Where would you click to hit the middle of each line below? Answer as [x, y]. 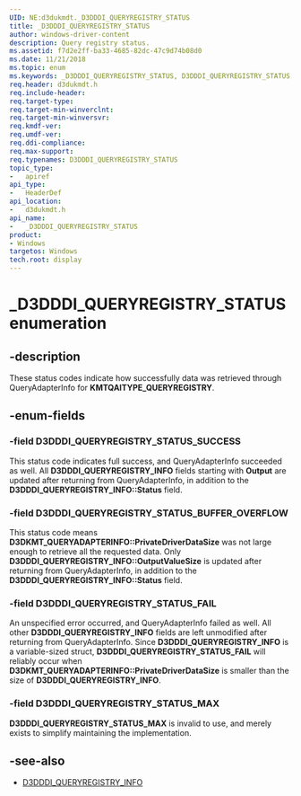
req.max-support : [42, 151]
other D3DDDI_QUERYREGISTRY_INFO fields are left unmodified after [138, 632]
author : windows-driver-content [69, 34]
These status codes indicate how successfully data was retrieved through [146, 378]
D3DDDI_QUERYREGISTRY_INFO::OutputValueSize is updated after [136, 561]
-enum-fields [47, 416]
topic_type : [31, 168]
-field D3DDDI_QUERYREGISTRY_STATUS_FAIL [113, 603]
